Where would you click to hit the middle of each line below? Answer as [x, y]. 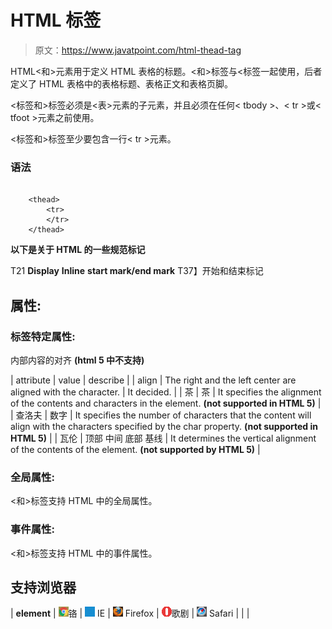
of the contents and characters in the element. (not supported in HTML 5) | [166, 403]
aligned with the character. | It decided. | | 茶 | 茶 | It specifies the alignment [166, 392]
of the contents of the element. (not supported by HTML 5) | [135, 449]
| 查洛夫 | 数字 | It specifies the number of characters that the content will [161, 415]
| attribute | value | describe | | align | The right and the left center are [153, 380]
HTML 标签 [56, 20]
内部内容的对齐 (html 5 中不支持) [77, 360]
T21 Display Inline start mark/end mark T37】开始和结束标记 [137, 271]
